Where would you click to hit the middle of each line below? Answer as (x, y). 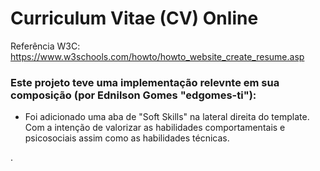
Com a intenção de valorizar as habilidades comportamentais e (155, 128)
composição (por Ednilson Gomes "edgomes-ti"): (133, 95)
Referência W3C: (45, 46)
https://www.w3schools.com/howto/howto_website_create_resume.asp (157, 56)
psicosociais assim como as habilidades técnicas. (127, 138)
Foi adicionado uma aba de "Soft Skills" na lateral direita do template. (167, 117)
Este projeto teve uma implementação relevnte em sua (145, 82)
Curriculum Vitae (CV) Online (134, 18)
